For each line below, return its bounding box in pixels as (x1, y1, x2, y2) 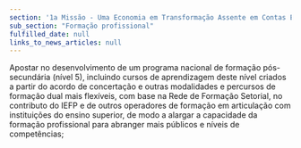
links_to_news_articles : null (9, 37, 123, 47)
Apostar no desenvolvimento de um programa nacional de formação (9, 62, 262, 73)
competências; (9, 128, 64, 139)
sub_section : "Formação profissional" (9, 21, 154, 30)
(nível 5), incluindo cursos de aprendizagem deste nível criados (52, 72, 287, 83)
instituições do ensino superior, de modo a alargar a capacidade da (9, 110, 258, 120)
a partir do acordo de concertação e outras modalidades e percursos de (9, 81, 276, 92)
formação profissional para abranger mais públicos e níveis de (9, 119, 240, 130)
